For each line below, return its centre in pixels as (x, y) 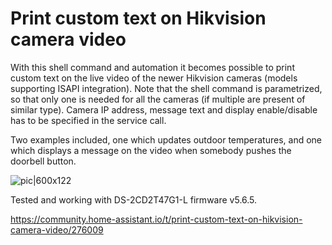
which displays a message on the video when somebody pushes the (151, 150)
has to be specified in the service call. (88, 120)
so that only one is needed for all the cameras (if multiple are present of (158, 99)
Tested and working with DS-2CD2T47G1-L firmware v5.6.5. (134, 199)
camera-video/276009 (57, 229)
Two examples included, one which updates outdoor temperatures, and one (166, 139)
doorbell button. (43, 161)
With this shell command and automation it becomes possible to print (152, 67)
